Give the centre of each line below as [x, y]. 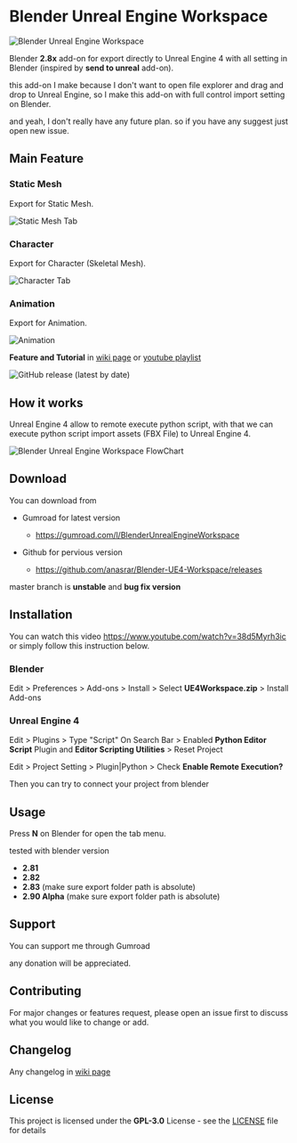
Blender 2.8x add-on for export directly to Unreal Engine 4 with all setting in [148, 58]
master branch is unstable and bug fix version [95, 586]
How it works [46, 403]
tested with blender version [59, 851]
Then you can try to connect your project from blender [109, 784]
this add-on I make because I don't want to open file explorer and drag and [147, 85]
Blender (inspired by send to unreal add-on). [92, 68]
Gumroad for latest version [71, 518]
